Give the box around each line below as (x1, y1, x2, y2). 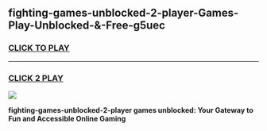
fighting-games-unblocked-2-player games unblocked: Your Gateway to (8, 105, 254, 114)
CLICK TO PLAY (8, 43, 70, 54)
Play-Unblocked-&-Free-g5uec (8, 19, 165, 33)
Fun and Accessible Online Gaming (8, 114, 126, 123)
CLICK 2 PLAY (8, 72, 64, 83)
